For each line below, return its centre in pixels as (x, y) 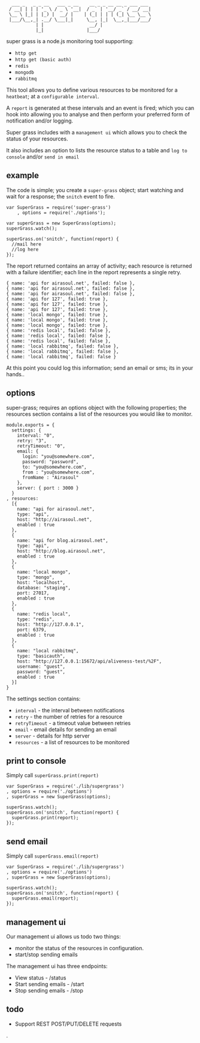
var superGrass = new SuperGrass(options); (61, 223)
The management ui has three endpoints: (57, 966)
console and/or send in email (43, 157)
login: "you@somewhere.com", (58, 456)
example (23, 176)
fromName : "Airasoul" (50, 477)
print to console (36, 761)
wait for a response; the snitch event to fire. (60, 196)
